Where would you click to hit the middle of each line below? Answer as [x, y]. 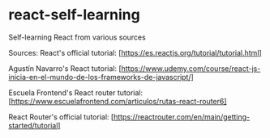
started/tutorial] [34, 125]
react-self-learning [74, 15]
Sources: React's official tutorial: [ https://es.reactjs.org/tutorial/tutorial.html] [135, 52]
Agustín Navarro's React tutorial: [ [65, 68]
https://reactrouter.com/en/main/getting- [182, 117]
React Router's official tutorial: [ [61, 117]
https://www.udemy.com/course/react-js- [191, 68]
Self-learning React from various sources [77, 37]
